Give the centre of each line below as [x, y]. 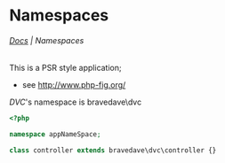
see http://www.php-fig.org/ [74, 85]
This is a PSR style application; [65, 68]
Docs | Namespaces [47, 40]
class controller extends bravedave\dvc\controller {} [113, 151]
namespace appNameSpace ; [55, 135]
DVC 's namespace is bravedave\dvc [76, 102]
